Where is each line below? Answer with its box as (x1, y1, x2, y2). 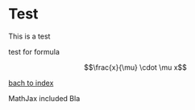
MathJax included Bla (8, 93, 81, 103)
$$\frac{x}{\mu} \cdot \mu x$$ (83, 62, 188, 72)
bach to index (8, 78, 54, 88)
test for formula (8, 47, 60, 56)
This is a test (8, 31, 51, 41)
